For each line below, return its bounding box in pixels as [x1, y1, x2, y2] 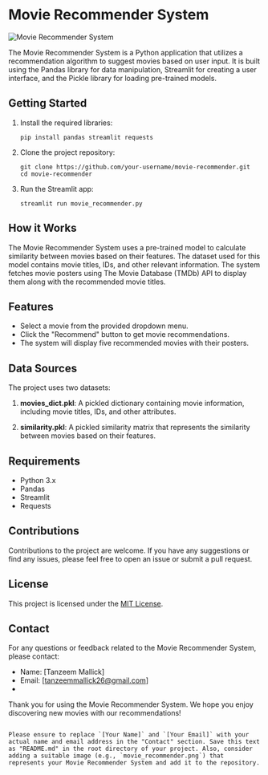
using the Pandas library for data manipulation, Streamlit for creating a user [8, 64, 257, 74]
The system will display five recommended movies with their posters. [19, 339, 250, 348]
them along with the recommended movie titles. [8, 277, 166, 286]
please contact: [8, 651, 60, 661]
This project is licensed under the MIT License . [8, 598, 164, 608]
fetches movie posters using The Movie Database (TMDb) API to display [8, 268, 247, 278]
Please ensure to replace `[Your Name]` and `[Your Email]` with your [8, 731, 250, 739]
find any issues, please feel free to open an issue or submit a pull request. [8, 554, 253, 563]
